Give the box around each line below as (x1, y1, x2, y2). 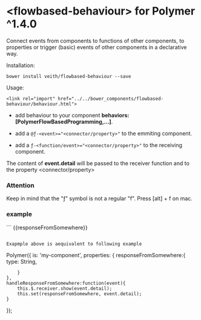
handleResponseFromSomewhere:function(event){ (6, 280, 126, 286)
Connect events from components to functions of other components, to (6, 37, 185, 44)
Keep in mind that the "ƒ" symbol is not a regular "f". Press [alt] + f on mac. (6, 195, 193, 202)
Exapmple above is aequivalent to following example (6, 241, 142, 247)
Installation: (6, 62, 35, 69)
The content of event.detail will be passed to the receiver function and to (6, 159, 189, 167)
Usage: (6, 83, 24, 91)
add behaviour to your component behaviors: (15, 111, 130, 119)
